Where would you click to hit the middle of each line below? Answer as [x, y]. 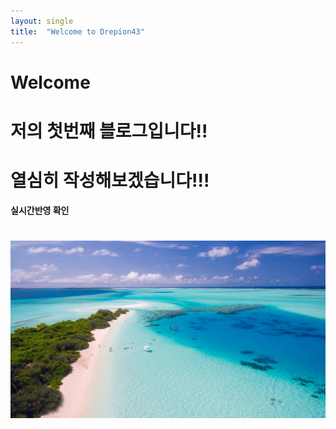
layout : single [42, 21]
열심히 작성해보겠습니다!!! [110, 181]
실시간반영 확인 [40, 210]
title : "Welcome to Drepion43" [77, 31]
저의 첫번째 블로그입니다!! [109, 131]
